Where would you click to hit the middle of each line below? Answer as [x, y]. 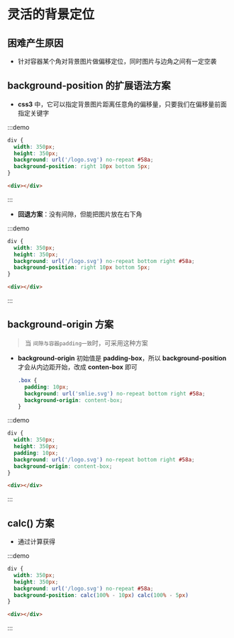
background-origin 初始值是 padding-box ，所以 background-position [122, 358]
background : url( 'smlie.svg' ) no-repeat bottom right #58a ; [115, 393]
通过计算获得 [36, 542]
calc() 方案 [31, 523]
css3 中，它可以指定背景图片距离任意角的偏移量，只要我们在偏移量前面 [122, 104]
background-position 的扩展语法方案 [89, 86]
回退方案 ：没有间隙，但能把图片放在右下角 [80, 214]
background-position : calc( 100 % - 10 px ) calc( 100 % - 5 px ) [101, 595]
